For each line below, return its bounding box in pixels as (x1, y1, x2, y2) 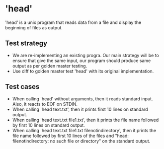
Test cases (5, 82, 40, 91)
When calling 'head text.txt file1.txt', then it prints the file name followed (12, 117, 159, 123)
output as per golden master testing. (12, 63, 87, 69)
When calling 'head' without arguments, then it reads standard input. (12, 95, 153, 102)
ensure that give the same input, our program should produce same (12, 58, 151, 64)
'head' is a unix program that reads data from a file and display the (5, 19, 142, 25)
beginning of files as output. (5, 24, 63, 30)
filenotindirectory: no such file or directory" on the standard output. (12, 138, 151, 144)
